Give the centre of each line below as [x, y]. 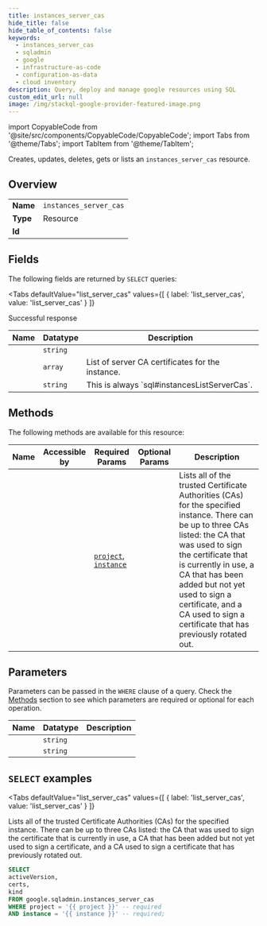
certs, [19, 884]
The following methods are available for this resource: [97, 432]
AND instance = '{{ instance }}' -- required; [87, 914]
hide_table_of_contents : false [60, 30]
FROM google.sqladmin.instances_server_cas [81, 899]
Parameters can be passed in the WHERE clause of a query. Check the [120, 692]
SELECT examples [50, 779]
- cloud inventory [46, 82]
